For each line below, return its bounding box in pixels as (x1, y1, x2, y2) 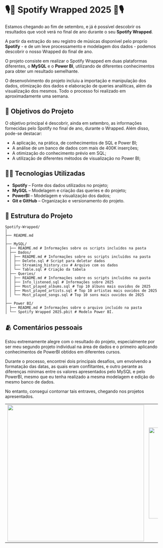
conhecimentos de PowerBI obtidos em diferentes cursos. (5, 349, 121, 355)
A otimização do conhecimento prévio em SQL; (12, 150, 107, 156)
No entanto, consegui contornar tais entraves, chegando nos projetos (5, 388, 144, 394)
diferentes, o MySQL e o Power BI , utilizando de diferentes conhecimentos (5, 63, 155, 69)
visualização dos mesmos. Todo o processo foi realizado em (5, 88, 126, 94)
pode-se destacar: (5, 130, 42, 136)
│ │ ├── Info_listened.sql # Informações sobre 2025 (5, 280, 114, 285)
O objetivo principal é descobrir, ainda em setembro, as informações (5, 120, 142, 126)
